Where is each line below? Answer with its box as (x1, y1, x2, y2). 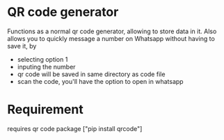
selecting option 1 (17, 55, 68, 63)
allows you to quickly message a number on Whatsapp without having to (7, 34, 216, 42)
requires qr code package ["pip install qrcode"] (7, 124, 143, 132)
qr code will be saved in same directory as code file (17, 70, 166, 78)
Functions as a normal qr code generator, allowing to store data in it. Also (7, 27, 217, 35)
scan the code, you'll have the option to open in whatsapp (17, 77, 184, 85)
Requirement (7, 102, 83, 118)
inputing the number (17, 62, 76, 71)
